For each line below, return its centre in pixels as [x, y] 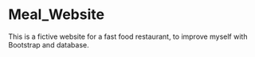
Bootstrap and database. [49, 44]
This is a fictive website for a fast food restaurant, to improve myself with [128, 36]
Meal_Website [57, 15]
